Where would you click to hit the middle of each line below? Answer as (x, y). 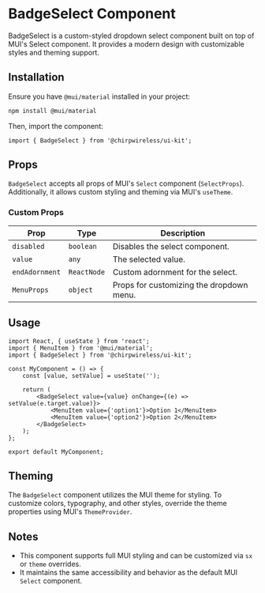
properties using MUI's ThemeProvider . (70, 512)
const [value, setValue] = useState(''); (91, 376)
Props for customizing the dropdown (180, 285)
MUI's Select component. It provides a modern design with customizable (126, 43)
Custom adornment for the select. (175, 272)
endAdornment (37, 272)
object (80, 290)
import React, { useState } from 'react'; (79, 341)
